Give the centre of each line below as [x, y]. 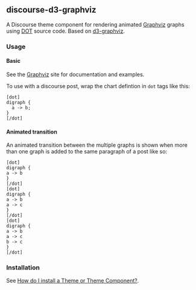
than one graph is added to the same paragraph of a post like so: [87, 152]
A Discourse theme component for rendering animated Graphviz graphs [96, 24]
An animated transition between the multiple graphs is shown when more [97, 145]
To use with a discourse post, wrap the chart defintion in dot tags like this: [98, 86]
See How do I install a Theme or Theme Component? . [73, 281]
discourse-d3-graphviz [51, 10]
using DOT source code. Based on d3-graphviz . [66, 31]
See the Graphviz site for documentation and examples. [75, 74]
